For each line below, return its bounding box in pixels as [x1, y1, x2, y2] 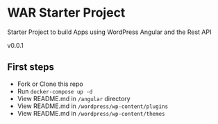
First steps [7, 61, 54, 73]
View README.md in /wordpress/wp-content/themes [17, 109, 165, 117]
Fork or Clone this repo [17, 80, 83, 88]
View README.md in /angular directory [17, 94, 131, 103]
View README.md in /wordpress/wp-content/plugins [17, 102, 169, 110]
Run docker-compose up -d [17, 87, 93, 95]
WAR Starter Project [7, 5, 126, 21]
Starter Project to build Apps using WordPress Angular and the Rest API [7, 28, 212, 36]
